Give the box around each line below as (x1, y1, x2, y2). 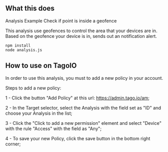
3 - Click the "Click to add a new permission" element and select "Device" (5, 120, 162, 126)
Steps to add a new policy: (5, 84, 61, 91)
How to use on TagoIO (5, 61, 77, 70)
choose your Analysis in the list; (5, 110, 73, 116)
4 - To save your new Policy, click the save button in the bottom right (5, 135, 151, 141)
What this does (5, 4, 55, 13)
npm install (5, 43, 31, 48)
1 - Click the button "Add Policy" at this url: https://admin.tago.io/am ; (5, 95, 150, 101)
